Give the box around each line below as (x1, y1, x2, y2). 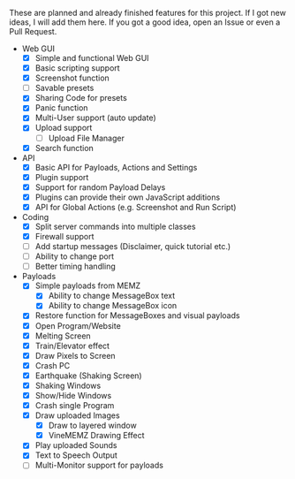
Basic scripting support (34, 63, 121, 73)
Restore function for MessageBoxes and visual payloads (34, 310, 240, 321)
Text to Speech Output (34, 450, 117, 460)
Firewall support (34, 232, 95, 241)
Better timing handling (34, 261, 117, 272)
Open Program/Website (34, 320, 121, 331)
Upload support (34, 123, 93, 133)
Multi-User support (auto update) (34, 112, 156, 123)
